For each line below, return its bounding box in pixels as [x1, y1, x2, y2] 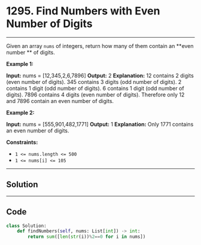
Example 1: [6, 60, 34, 67]
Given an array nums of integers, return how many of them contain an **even [6, 42, 194, 49]
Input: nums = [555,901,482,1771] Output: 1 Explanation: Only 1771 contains [6, 120, 194, 128]
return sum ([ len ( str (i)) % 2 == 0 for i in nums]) [28, 234, 146, 240]
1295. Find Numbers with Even [6, 4, 160, 18]
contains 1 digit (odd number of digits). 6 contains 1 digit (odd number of [6, 84, 184, 92]
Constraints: [6, 138, 38, 146]
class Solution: [6, 223, 47, 229]
